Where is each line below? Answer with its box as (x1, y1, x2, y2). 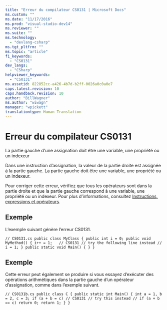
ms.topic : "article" (5, 49, 48, 54)
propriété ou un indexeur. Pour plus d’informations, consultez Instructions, (5, 193, 158, 199)
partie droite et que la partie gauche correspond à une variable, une (5, 188, 145, 194)
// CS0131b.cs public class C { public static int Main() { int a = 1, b (5, 292, 162, 297)
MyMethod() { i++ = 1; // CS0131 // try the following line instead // (5, 240, 162, 245)
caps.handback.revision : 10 (5, 91, 64, 96)
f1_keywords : (5, 53, 32, 59)
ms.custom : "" (5, 12, 35, 17)
